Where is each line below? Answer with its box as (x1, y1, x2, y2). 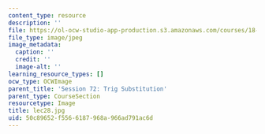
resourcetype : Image (8, 99, 77, 107)
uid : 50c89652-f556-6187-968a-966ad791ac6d (8, 114, 154, 122)
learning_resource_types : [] (8, 70, 104, 78)
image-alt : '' (15, 63, 62, 71)
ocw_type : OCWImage (8, 77, 73, 85)
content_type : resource (8, 11, 87, 20)
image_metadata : (8, 41, 62, 49)
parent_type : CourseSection (8, 92, 101, 100)
